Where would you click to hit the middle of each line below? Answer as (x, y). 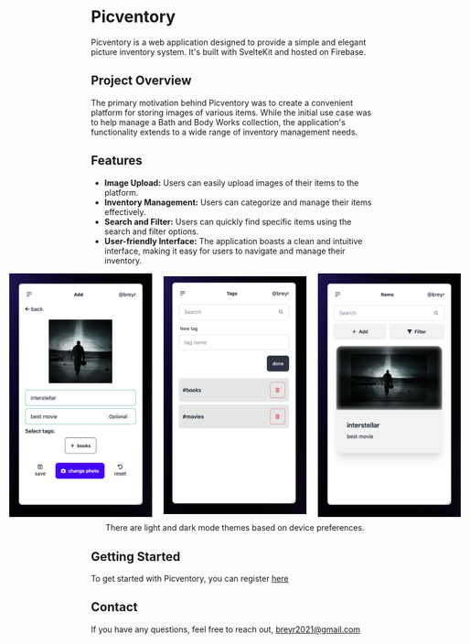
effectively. (125, 211)
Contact (114, 607)
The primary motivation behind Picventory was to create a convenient (222, 102)
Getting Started (136, 557)
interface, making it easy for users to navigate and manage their (224, 251)
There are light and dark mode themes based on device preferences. (235, 528)
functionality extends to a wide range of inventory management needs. (224, 132)
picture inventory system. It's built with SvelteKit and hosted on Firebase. (229, 51)
